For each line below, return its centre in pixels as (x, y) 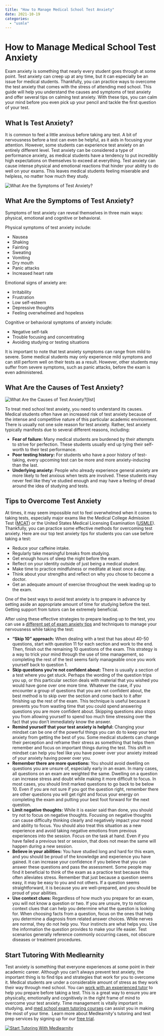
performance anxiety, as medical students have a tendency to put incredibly (82, 155)
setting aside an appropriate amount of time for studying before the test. (78, 604)
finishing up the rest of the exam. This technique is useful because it (81, 701)
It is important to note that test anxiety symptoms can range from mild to (78, 352)
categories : (17, 19)
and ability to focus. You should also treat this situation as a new (77, 826)
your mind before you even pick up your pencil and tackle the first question (81, 103)
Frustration (23, 297)
